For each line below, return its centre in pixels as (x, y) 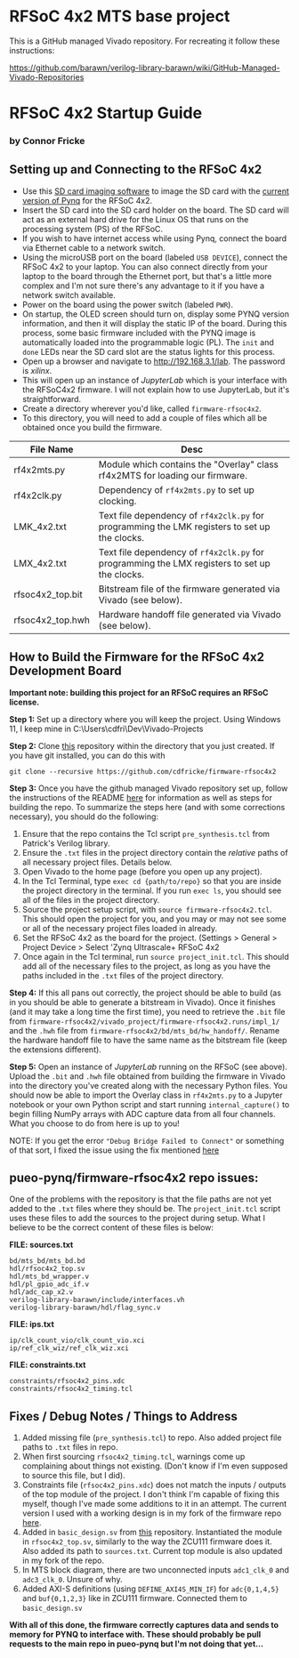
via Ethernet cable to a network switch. (94, 247)
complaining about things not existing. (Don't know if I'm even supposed (155, 1466)
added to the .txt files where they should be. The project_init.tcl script (145, 1209)
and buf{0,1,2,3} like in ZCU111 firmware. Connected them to (134, 1598)
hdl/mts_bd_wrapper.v (49, 1277)
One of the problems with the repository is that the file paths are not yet (141, 1199)
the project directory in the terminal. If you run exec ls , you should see (152, 890)
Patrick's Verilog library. (66, 843)
